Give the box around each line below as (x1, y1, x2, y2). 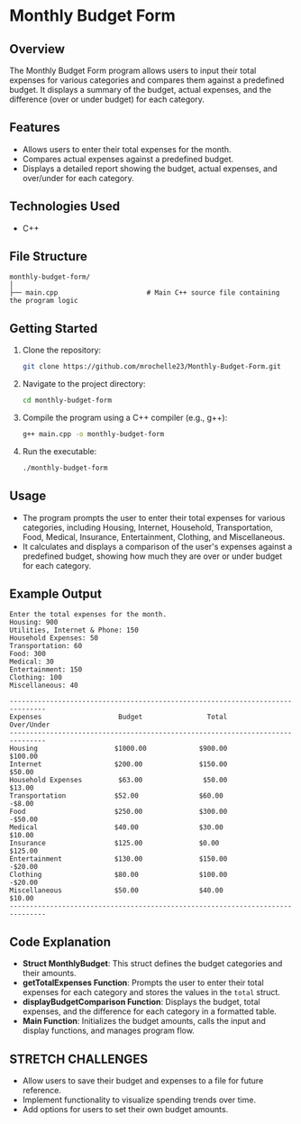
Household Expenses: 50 (9, 634, 99, 643)
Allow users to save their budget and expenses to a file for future (22, 1075, 264, 1086)
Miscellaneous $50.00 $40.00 (9, 886, 223, 895)
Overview (9, 41, 66, 57)
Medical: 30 (9, 657, 54, 667)
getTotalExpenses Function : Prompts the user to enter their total (22, 977, 264, 988)
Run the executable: (22, 445, 97, 456)
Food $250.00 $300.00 (9, 808, 228, 817)
